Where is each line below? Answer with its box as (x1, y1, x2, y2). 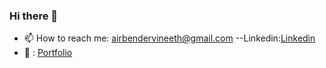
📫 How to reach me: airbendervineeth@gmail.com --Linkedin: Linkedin (23, 32, 316, 44)
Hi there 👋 (9, 9, 59, 23)
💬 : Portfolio (23, 47, 73, 59)
